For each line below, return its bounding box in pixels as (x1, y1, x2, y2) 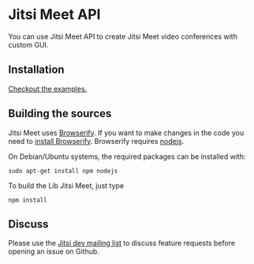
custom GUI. (8, 40, 49, 49)
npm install (8, 196, 47, 204)
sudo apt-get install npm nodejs (8, 167, 118, 175)
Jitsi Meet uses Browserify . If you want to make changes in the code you (8, 128, 245, 138)
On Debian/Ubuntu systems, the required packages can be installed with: (8, 152, 246, 161)
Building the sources (8, 107, 112, 120)
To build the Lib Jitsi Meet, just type (8, 180, 125, 190)
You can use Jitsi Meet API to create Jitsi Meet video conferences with (8, 32, 238, 41)
